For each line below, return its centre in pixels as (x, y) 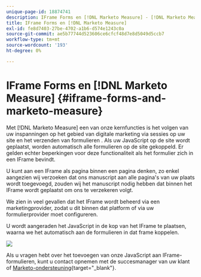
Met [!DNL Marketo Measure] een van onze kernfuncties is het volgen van (97, 127)
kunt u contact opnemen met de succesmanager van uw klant (114, 261)
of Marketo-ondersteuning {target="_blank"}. (61, 267)
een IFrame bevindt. (31, 159)
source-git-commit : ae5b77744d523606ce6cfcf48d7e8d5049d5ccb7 (85, 34)
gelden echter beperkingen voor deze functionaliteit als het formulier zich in (100, 153)
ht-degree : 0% (24, 51)
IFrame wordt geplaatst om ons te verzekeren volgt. (70, 190)
